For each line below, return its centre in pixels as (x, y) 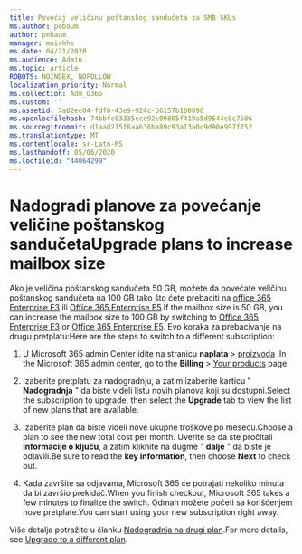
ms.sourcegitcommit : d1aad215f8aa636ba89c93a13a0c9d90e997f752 (131, 128)
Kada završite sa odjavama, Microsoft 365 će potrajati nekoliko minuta (153, 483)
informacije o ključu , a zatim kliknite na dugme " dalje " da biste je (146, 447)
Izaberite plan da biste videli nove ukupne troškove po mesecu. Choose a (158, 427)
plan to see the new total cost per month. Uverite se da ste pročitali (147, 437)
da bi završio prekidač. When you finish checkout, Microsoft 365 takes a (156, 493)
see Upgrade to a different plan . (69, 540)
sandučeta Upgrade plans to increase (151, 244)
